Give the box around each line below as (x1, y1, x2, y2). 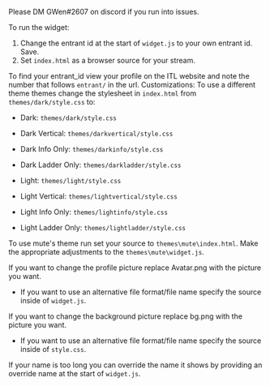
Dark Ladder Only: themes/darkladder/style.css (19, 160, 182, 169)
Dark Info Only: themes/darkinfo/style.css (19, 144, 164, 153)
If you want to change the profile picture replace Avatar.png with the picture (8, 263, 262, 272)
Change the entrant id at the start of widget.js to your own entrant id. (19, 38, 253, 48)
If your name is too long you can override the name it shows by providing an (8, 360, 263, 370)
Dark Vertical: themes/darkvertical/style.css (19, 129, 174, 138)
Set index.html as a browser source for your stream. (19, 56, 196, 65)
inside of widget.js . (19, 296, 87, 305)
